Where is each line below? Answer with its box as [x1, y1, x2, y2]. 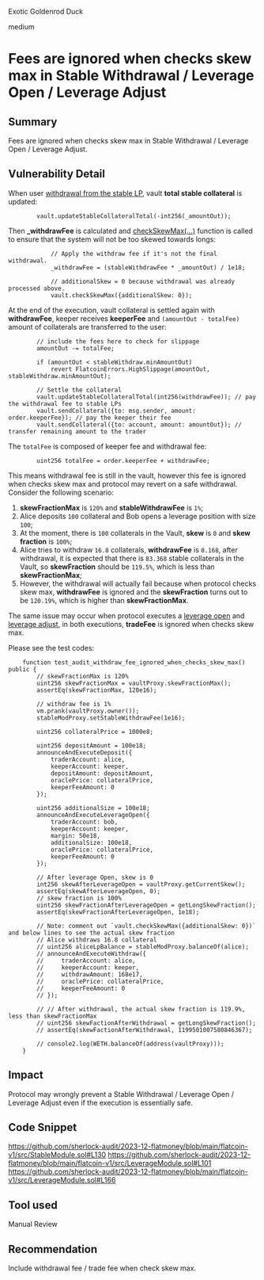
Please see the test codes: [8, 643, 95, 652]
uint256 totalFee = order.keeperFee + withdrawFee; [36, 457, 211, 464]
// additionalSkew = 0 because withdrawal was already [50, 277, 236, 285]
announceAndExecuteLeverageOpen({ [36, 811, 150, 819]
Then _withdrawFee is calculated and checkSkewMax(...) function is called [8, 226, 253, 235]
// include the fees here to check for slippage [36, 337, 200, 346]
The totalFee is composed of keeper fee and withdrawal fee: [8, 441, 207, 451]
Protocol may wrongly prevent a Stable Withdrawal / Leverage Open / [8, 1089, 235, 1099]
